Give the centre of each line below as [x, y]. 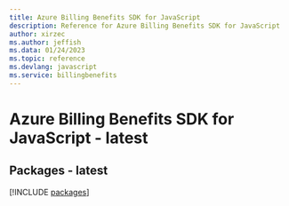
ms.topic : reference [48, 59]
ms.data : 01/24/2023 [48, 51]
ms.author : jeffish [45, 42]
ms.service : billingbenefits [63, 75]
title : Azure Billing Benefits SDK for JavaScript [105, 17]
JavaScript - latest [79, 138]
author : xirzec [37, 34]
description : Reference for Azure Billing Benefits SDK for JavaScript [144, 26]
